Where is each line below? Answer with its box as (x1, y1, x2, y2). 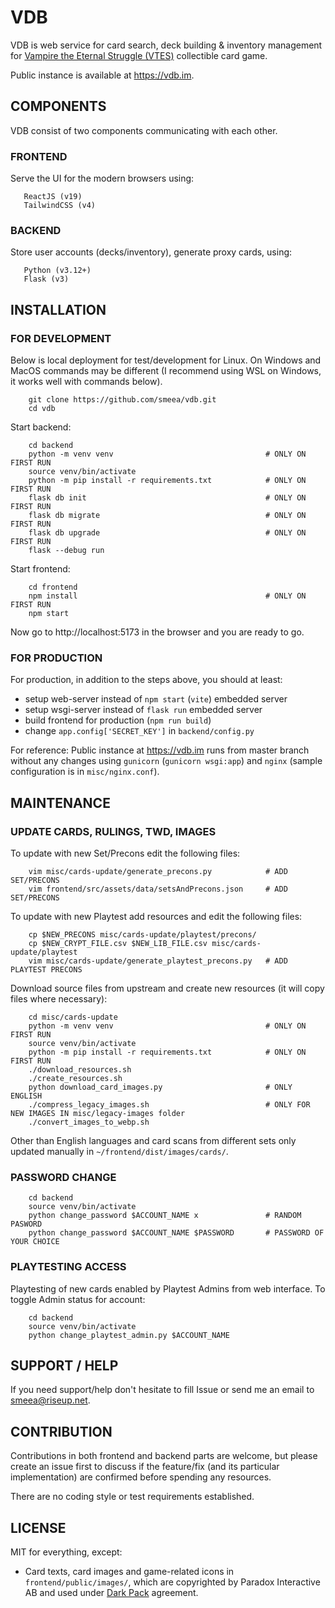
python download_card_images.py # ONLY (28, 1082, 293, 1093)
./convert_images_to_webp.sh (28, 1117, 150, 1128)
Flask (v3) (23, 274, 70, 285)
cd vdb (28, 404, 56, 414)
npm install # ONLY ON (28, 591, 307, 601)
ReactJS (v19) (23, 192, 83, 202)
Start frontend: (10, 563, 71, 575)
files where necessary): (10, 993, 108, 1005)
